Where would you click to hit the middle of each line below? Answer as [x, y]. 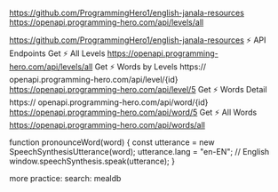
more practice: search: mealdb [65, 178]
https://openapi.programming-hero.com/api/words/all [107, 125]
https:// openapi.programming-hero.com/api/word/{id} [109, 102]
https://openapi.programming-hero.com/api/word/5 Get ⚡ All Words [133, 112]
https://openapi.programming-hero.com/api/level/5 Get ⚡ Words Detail [139, 89]
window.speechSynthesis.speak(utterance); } [92, 161]
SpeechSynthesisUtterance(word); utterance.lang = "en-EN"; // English [139, 152]
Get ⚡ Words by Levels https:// [151, 67]
